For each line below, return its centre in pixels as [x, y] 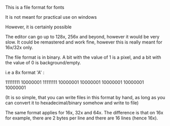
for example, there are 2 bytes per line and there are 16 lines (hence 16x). [82, 118]
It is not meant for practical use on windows [51, 17]
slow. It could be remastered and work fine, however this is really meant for [84, 42]
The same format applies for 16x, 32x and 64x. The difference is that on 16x [84, 113]
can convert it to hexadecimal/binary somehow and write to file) [72, 103]
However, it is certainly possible [39, 27]
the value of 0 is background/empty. [43, 62]
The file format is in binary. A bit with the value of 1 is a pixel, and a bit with [83, 57]
